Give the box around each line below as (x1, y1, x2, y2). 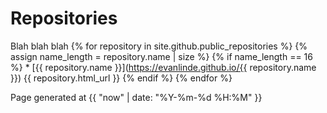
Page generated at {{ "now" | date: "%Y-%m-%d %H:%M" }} (10, 91, 263, 103)
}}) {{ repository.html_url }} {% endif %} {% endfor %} (10, 72, 233, 84)
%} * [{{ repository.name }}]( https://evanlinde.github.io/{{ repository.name (10, 61, 317, 73)
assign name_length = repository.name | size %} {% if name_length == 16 (10, 50, 313, 62)
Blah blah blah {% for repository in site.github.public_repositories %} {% (10, 40, 308, 52)
